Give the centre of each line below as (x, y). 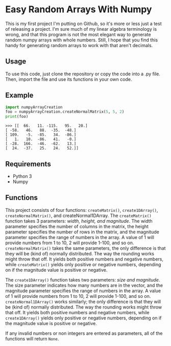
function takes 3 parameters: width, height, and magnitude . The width (79, 221)
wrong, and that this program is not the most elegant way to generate (78, 34)
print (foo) (17, 117)
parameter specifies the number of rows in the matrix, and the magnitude (82, 232)
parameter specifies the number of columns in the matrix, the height (77, 226)
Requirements (28, 164)
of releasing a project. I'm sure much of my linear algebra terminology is (81, 29)
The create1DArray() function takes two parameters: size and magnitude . (83, 279)
